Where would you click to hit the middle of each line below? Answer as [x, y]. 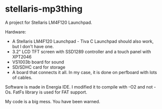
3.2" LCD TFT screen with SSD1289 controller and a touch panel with [81, 52]
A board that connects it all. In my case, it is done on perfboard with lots [84, 72]
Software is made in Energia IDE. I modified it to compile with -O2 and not [79, 87]
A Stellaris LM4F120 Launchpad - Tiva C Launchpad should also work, [83, 41]
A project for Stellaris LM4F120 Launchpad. [49, 22]
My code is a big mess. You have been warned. [53, 101]
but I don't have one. [33, 46]
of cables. [22, 77]
